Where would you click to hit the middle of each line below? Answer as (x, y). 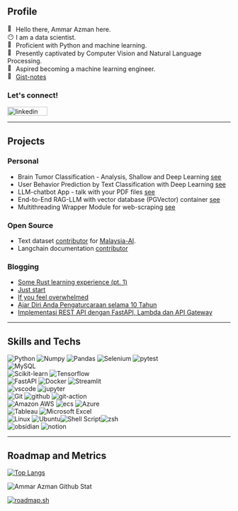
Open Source (30, 225)
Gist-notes (31, 77)
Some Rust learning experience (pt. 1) (72, 282)
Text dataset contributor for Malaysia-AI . (76, 241)
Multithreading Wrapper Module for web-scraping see (96, 207)
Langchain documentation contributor (73, 249)
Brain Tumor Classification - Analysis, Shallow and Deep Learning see (119, 176)
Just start (32, 290)
